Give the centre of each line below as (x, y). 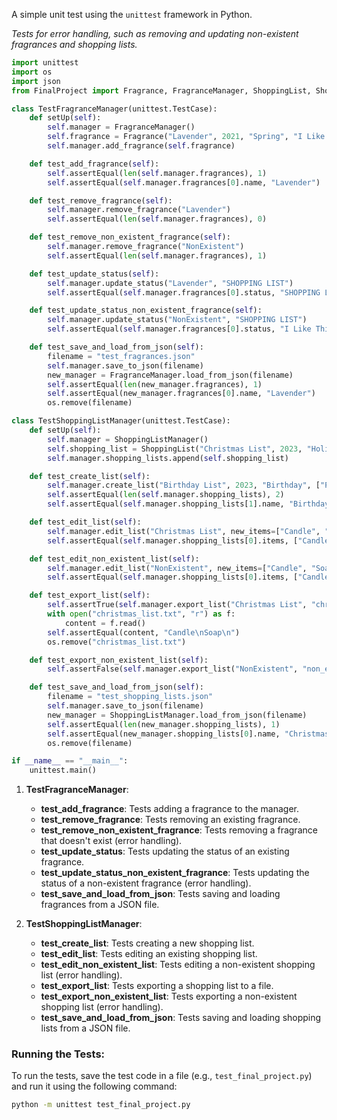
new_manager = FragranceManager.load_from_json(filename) (170, 375)
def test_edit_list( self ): (85, 522)
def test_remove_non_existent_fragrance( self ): (130, 237)
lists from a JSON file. (85, 1028)
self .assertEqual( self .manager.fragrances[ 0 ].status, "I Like (179, 329)
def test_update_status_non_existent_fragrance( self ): (146, 310)
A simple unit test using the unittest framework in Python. (132, 14)
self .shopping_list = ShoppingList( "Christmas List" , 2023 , (175, 449)
